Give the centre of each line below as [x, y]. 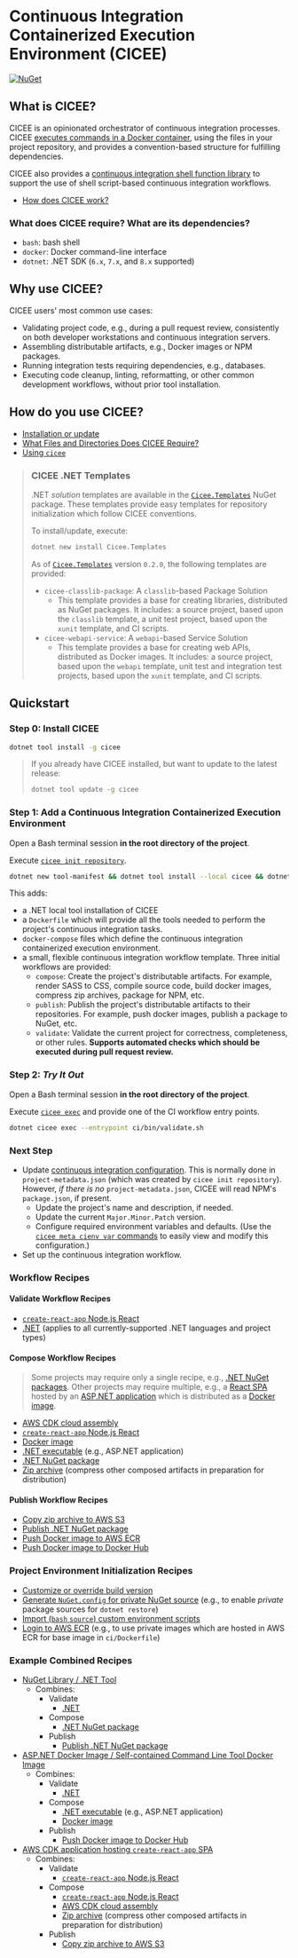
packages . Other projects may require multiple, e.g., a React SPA [149, 1387]
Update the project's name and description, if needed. [134, 1207]
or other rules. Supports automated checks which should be [147, 1042]
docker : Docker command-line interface [94, 252]
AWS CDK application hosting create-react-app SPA [118, 1850]
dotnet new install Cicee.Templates [98, 547]
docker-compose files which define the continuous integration [133, 939]
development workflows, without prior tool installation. [122, 384]
